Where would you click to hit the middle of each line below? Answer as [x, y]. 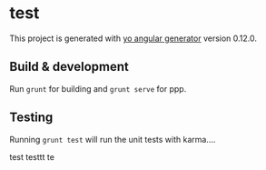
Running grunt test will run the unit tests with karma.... [113, 139]
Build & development [69, 67]
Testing [31, 118]
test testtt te [32, 156]
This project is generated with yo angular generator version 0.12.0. [133, 38]
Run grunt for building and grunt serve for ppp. [98, 88]
